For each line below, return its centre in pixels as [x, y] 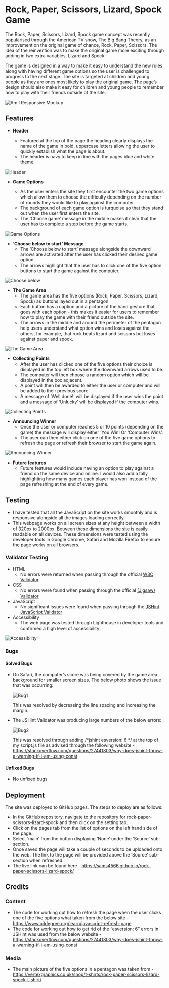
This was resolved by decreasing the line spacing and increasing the [84, 705]
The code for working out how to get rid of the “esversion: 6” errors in [86, 929]
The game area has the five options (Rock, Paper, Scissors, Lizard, [90, 295]
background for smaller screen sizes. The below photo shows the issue [87, 680]
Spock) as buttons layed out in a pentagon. [65, 301]
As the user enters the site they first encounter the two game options [92, 191]
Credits [17, 887]
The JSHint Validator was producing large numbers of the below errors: [87, 720]
